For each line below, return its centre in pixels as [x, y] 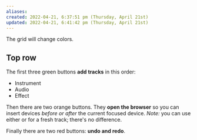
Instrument [28, 84]
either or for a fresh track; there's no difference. [64, 120]
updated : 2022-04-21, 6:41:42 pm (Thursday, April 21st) [77, 22]
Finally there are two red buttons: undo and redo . [66, 131]
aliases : [17, 11]
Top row [21, 57]
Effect [22, 96]
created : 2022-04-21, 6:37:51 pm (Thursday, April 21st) [77, 17]
